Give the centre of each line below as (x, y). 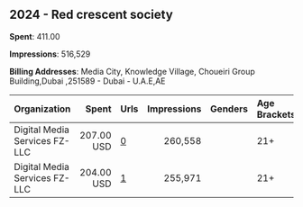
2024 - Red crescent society (91, 15)
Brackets (276, 114)
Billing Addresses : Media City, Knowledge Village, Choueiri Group (132, 71)
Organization (42, 109)
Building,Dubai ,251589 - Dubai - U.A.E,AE (87, 81)
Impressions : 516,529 (50, 54)
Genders (229, 109)
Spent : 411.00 (35, 36)
